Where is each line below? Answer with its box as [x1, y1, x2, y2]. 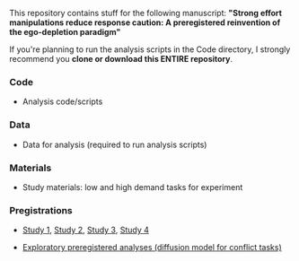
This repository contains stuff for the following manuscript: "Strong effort [9, 8, 283, 18]
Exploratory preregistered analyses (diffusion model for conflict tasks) [22, 242, 283, 253]
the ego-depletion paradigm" [9, 27, 121, 37]
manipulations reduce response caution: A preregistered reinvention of [9, 17, 281, 28]
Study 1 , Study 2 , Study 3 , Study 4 [22, 224, 150, 236]
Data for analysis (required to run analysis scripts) [22, 139, 207, 150]
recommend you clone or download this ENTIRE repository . [9, 54, 233, 64]
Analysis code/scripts [22, 96, 103, 107]
